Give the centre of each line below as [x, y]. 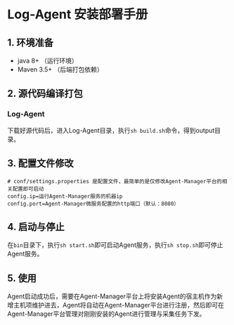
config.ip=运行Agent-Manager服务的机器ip [65, 196]
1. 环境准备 [31, 42]
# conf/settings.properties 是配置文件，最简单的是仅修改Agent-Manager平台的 [115, 181]
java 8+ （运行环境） [48, 61]
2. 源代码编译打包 [45, 94]
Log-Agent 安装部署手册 [78, 14]
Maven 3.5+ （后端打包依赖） [60, 69]
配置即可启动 [28, 189]
